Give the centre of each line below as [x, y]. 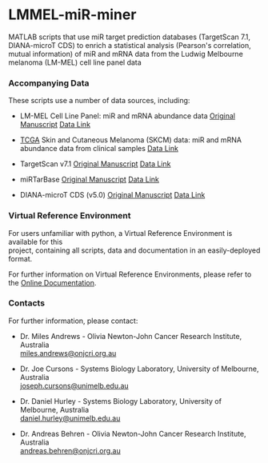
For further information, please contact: [73, 321]
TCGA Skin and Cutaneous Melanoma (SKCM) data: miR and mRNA [131, 140]
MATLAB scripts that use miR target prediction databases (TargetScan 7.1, [129, 37]
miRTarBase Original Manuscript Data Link [90, 180]
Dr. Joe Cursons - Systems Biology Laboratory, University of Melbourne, [139, 369]
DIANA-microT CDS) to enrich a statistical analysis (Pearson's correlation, [130, 45]
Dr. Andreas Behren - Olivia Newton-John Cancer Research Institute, [133, 433]
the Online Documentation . [52, 282]
